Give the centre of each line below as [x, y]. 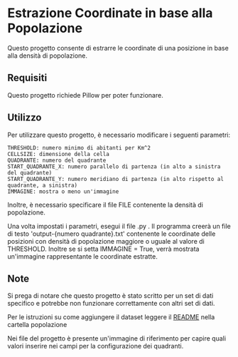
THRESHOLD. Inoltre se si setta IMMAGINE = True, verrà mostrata [103, 249]
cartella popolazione [37, 325]
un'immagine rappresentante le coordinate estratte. [82, 256]
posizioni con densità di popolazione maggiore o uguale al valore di [106, 241]
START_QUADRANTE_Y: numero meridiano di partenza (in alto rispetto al [115, 179]
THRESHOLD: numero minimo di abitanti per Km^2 [79, 148]
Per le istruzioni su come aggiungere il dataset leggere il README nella [111, 317]
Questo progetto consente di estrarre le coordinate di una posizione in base [118, 48]
